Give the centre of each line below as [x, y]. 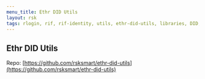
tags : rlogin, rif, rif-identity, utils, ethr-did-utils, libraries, [97, 23]
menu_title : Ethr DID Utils [42, 12]
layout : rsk [21, 18]
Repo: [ [16, 63]
